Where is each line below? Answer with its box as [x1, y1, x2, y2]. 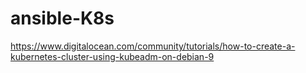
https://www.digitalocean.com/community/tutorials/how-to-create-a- [10, 40, 296, 52]
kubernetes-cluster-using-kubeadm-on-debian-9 [10, 50, 215, 62]
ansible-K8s [10, 7, 115, 30]
